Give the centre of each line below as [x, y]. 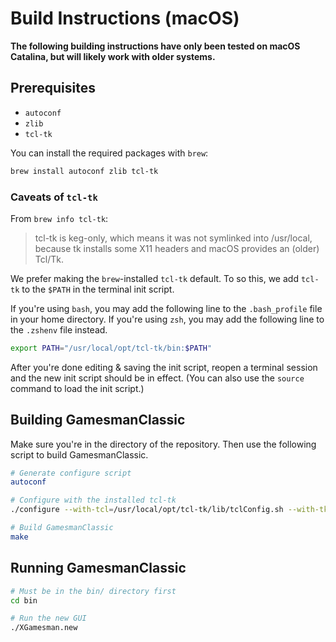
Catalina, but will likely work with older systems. [113, 56]
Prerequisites [53, 88]
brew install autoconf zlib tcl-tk [84, 171]
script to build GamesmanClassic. [79, 454]
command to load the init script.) [77, 388]
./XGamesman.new [44, 628]
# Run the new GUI [48, 618]
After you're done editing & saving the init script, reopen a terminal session [164, 367]
